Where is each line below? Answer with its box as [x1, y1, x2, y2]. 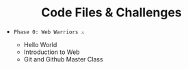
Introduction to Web [23, 48, 80, 56]
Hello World [23, 40, 57, 49]
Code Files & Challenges [40, 5, 183, 20]
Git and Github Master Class [23, 55, 104, 63]
